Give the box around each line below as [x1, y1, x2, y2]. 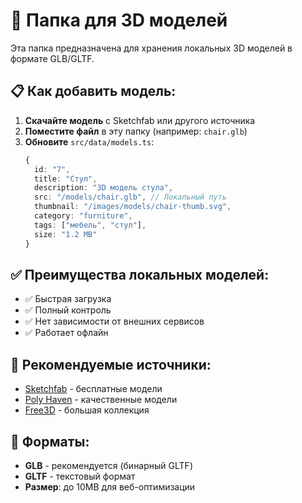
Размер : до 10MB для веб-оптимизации [24, 480, 196, 493]
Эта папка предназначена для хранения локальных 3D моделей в [10, 42, 293, 54]
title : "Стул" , [34, 174, 98, 184]
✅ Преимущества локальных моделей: [10, 266, 270, 283]
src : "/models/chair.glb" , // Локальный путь [34, 192, 228, 203]
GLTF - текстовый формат [24, 470, 136, 482]
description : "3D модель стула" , [34, 183, 174, 193]
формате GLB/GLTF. [10, 52, 95, 64]
